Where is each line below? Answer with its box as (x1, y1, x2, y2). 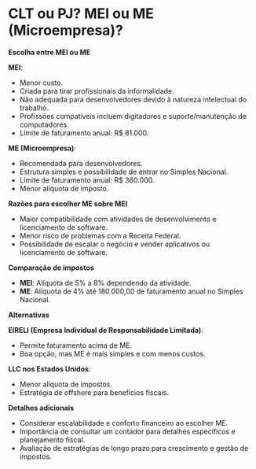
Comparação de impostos (8, 263, 94, 272)
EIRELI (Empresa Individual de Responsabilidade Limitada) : (8, 325, 204, 334)
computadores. (19, 120, 69, 129)
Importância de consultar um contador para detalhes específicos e (19, 427, 236, 436)
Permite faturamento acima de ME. (19, 340, 132, 350)
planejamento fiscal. (19, 434, 86, 445)
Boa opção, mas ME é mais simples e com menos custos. (19, 349, 206, 358)
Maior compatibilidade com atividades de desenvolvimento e (19, 214, 217, 223)
